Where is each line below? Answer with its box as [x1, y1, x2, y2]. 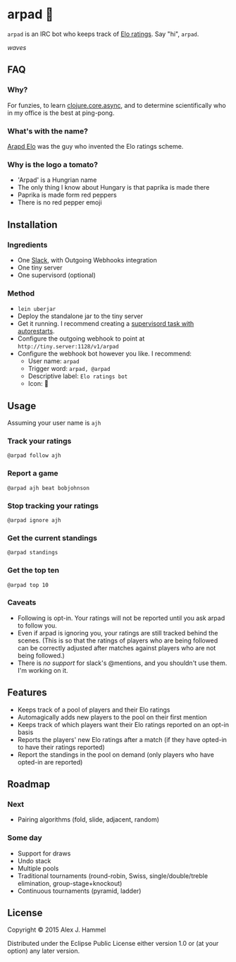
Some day [7, 833, 42, 843]
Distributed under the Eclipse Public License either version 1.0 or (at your [7, 939, 219, 948]
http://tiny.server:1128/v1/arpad [17, 343, 119, 351]
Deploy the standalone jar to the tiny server [17, 312, 143, 320]
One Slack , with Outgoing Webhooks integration [17, 255, 157, 264]
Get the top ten [7, 566, 60, 576]
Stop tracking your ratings [7, 501, 99, 511]
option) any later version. [7, 946, 80, 955]
